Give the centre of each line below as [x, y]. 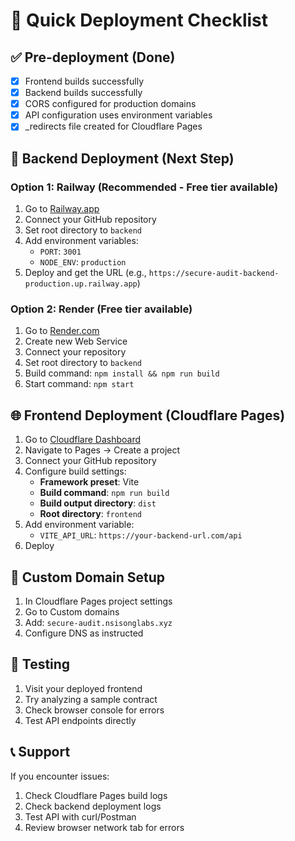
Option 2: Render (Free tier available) [101, 309]
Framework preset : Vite [89, 482]
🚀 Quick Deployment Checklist [139, 20]
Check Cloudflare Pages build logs [96, 795]
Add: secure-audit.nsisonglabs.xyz [98, 622]
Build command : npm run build [104, 493]
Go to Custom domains [72, 611]
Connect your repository [75, 352]
